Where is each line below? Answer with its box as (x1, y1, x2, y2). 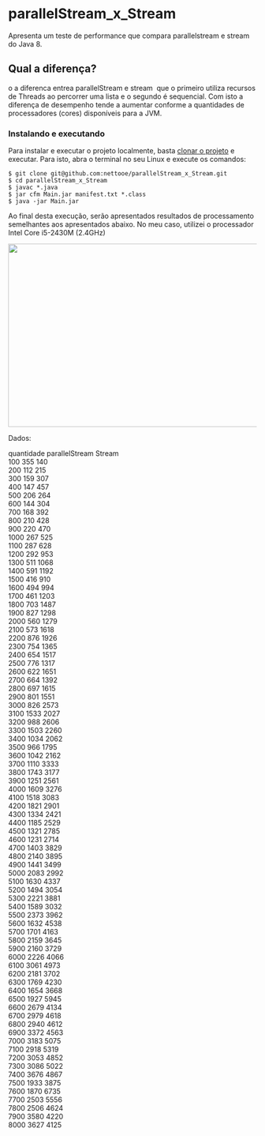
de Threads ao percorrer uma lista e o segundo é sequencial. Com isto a (8, 92, 244, 101)
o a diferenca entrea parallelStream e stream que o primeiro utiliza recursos (8, 83, 256, 92)
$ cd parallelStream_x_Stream (8, 177, 108, 185)
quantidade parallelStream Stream (8, 449, 120, 458)
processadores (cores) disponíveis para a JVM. (8, 108, 162, 118)
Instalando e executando (8, 128, 105, 139)
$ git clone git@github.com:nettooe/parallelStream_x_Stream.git (8, 170, 227, 178)
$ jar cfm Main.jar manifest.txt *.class (8, 190, 147, 198)
